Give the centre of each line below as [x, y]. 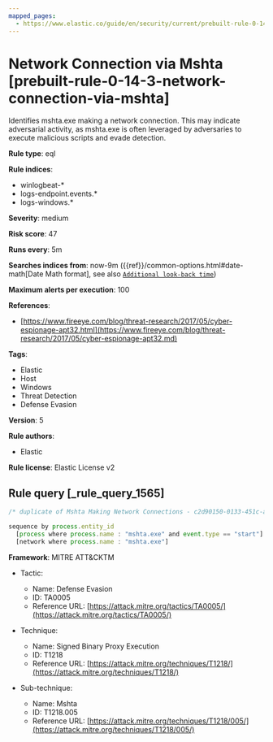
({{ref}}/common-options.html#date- [182, 266]
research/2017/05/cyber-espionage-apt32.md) [99, 339]
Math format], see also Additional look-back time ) [131, 274]
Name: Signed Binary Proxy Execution [96, 646]
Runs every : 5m [35, 250]
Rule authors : [32, 436]
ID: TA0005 [51, 597]
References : [29, 306]
